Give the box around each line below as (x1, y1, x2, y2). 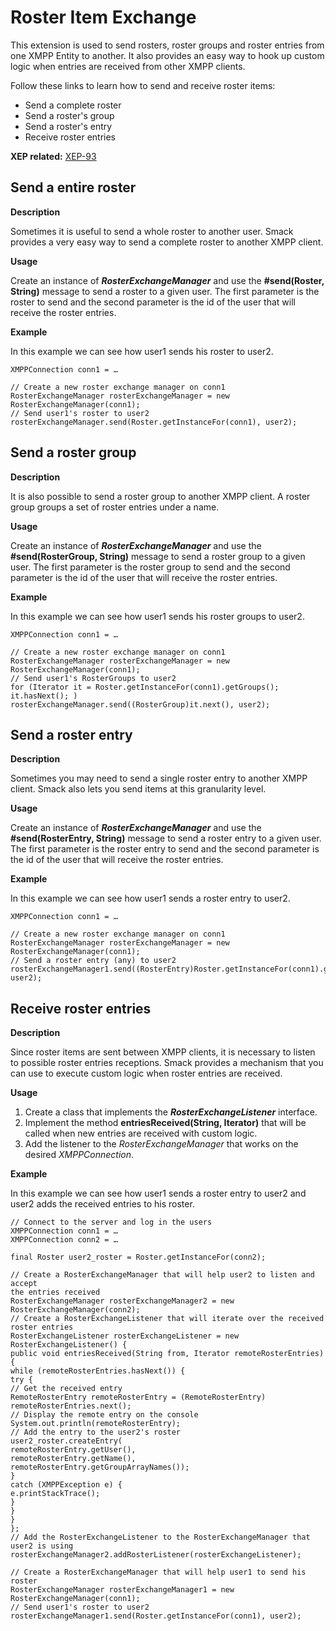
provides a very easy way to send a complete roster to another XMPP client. (10, 236, 324, 248)
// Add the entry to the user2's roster (10, 1427, 182, 1438)
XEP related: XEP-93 (10, 150, 97, 162)
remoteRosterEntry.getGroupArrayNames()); (10, 1462, 190, 1473)
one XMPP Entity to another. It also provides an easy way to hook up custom (10, 49, 325, 61)
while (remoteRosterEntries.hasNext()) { (10, 1366, 186, 1376)
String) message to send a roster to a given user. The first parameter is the (10, 285, 320, 297)
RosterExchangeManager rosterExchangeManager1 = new (10, 1585, 235, 1595)
